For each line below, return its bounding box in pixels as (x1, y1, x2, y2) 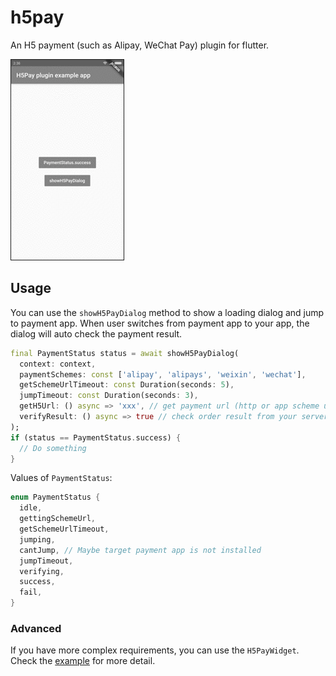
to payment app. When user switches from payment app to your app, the (10, 317, 310, 329)
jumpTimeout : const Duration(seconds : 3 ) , (19, 391, 199, 401)
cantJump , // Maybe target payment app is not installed (19, 545, 262, 555)
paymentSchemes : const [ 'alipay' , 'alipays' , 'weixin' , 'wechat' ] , (19, 369, 307, 380)
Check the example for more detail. (10, 655, 156, 667)
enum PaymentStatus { (10, 492, 101, 503)
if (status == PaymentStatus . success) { (10, 432, 182, 443)
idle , (19, 503, 43, 513)
